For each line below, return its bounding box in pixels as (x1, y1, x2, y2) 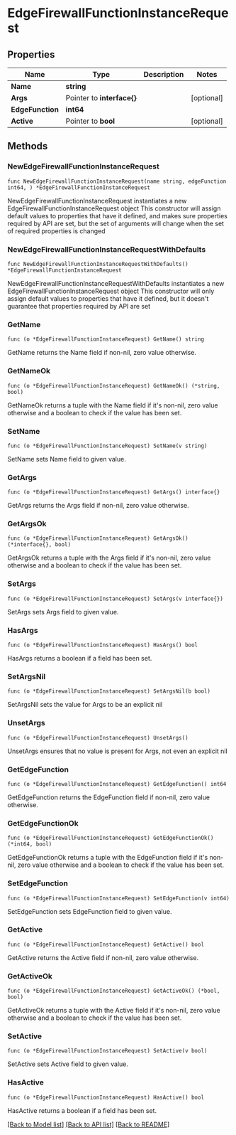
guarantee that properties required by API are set (7, 302, 151, 310)
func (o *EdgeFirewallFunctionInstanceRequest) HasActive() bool (7, 1094, 204, 1101)
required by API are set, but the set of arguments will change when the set (7, 219, 225, 228)
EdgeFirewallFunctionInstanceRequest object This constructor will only (7, 287, 215, 295)
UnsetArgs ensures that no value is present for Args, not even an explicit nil (7, 747, 228, 755)
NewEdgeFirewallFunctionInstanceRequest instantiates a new (7, 196, 187, 205)
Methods (7, 140, 48, 152)
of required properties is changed (7, 226, 106, 235)
